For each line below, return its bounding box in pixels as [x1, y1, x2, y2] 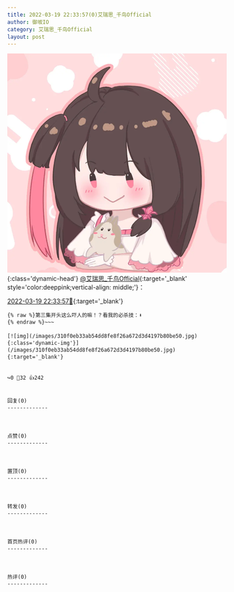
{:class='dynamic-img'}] [7, 339, 79, 347]
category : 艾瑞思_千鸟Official [7, 26, 93, 33]
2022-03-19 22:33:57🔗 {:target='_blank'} [7, 297, 124, 305]
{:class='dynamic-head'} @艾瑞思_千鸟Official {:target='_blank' [7, 275, 187, 283]
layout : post [7, 33, 45, 40]
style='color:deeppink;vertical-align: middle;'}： [7, 283, 145, 291]
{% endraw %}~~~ [7, 319, 54, 326]
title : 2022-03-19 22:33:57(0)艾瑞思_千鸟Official [7, 11, 152, 18]
